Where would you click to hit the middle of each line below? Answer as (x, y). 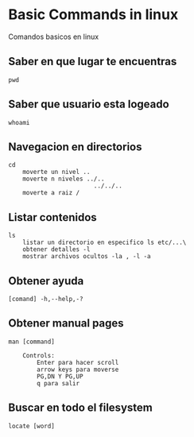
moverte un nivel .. (56, 172)
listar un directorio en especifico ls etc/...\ (105, 243)
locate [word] (32, 426)
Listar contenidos (52, 217)
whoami (19, 122)
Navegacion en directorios (75, 147)
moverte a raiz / (51, 193)
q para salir (58, 383)
